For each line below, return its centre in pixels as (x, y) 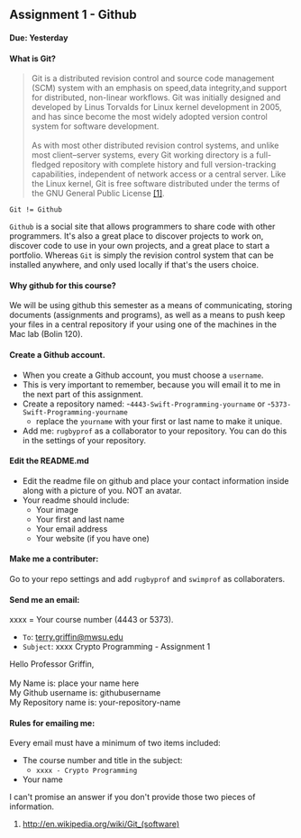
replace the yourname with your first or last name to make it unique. (159, 421)
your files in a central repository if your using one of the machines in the (143, 324)
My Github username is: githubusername (85, 693)
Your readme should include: (76, 500)
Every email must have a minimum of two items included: (115, 743)
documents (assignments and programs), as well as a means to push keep (147, 315)
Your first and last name (80, 519)
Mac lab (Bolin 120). (46, 334)
